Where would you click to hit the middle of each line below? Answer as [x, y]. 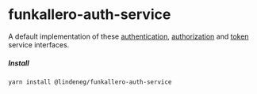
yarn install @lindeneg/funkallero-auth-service [90, 82]
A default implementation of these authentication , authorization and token [128, 36]
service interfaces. [39, 44]
